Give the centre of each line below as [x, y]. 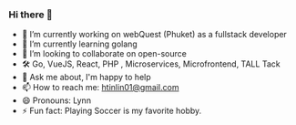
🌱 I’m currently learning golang [79, 44]
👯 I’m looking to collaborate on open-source [104, 54]
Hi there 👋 [31, 15]
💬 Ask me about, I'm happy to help [86, 78]
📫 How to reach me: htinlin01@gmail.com [100, 88]
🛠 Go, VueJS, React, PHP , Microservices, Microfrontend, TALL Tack [151, 64]
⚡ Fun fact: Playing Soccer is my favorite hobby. [112, 111]
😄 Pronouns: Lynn [56, 100]
